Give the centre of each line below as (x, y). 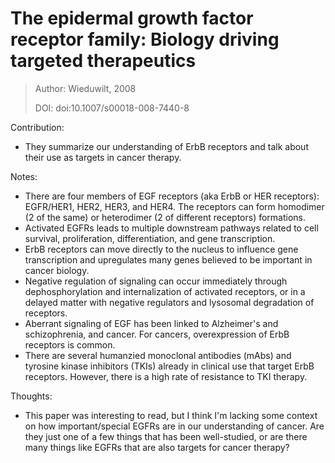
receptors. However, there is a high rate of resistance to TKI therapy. (166, 376)
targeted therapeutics (103, 61)
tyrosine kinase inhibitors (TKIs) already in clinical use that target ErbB (169, 366)
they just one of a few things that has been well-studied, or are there (166, 436)
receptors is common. (70, 344)
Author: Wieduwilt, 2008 (85, 88)
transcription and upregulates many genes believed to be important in (168, 259)
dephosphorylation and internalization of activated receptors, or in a (165, 291)
